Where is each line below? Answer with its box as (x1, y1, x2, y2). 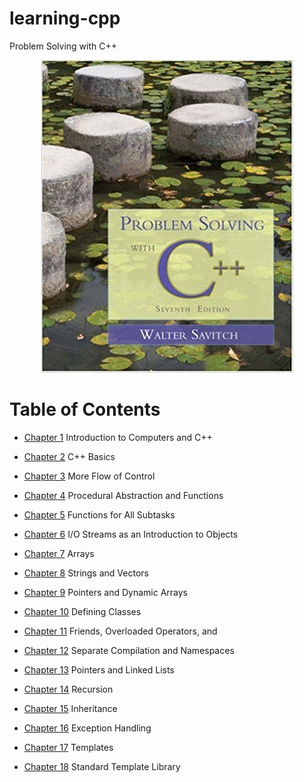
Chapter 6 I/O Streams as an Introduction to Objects (23, 528, 239, 540)
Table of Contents (9, 398, 161, 421)
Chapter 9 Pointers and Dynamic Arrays (23, 586, 188, 598)
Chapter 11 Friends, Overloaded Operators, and (23, 625, 218, 637)
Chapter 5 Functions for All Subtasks (23, 508, 176, 521)
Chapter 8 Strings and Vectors (23, 567, 149, 579)
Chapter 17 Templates (23, 741, 114, 753)
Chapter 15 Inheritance (23, 702, 118, 714)
